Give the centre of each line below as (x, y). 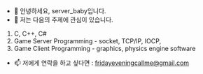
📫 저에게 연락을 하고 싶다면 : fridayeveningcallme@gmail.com (101, 63)
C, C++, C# (30, 34)
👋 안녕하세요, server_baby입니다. (60, 11)
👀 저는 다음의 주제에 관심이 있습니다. (63, 20)
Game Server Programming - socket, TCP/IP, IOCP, (87, 41)
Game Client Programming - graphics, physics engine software (105, 49)
